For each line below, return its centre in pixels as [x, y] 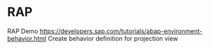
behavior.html [27, 38]
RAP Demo [23, 31]
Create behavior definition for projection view [113, 38]
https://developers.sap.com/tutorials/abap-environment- [121, 31]
